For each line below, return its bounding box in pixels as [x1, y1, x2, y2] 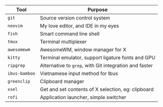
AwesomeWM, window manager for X [40, 46, 126, 53]
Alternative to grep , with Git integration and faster [40, 62, 153, 69]
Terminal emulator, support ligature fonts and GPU [40, 54, 156, 61]
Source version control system [40, 15, 110, 21]
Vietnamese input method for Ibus [40, 70, 118, 77]
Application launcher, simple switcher [40, 94, 126, 101]
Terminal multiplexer [40, 39, 87, 45]
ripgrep [7, 63, 25, 68]
